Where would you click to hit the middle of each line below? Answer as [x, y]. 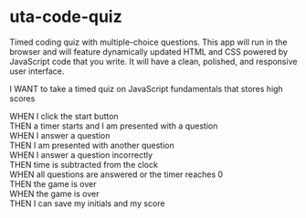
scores [22, 99]
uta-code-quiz [66, 17]
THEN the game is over [53, 183]
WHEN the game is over [54, 193]
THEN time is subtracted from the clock [84, 164]
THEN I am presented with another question [92, 145]
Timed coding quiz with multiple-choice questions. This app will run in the [148, 42]
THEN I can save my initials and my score [87, 203]
